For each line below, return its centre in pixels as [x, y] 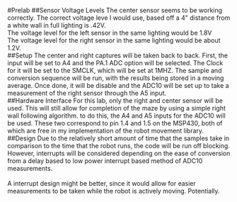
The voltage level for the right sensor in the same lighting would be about [114, 40]
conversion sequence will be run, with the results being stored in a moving [116, 78]
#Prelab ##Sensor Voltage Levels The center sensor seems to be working [115, 10]
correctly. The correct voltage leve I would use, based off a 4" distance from [119, 18]
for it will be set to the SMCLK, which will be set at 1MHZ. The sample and [115, 71]
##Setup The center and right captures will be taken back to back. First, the [118, 55]
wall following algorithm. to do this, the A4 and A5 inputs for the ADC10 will [117, 116]
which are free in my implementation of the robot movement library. [105, 131]
